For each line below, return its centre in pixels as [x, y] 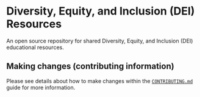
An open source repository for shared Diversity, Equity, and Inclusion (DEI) [100, 41]
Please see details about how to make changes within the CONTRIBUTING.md [100, 81]
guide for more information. [41, 87]
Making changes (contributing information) [91, 66]
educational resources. [35, 47]
